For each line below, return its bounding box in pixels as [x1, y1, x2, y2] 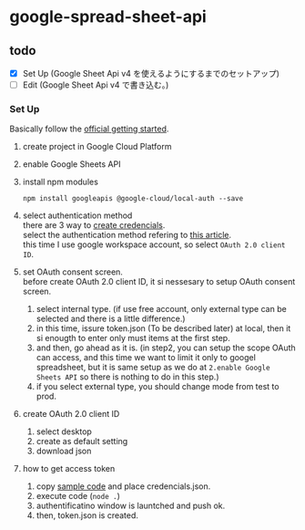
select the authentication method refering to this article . [22, 230, 232, 241]
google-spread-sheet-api [9, 6, 207, 27]
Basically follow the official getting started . [9, 123, 169, 134]
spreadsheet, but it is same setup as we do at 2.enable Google [36, 362, 270, 373]
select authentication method [22, 210, 133, 221]
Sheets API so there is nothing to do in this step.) [36, 371, 219, 382]
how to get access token [22, 463, 116, 474]
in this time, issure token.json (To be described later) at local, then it [36, 323, 291, 334]
